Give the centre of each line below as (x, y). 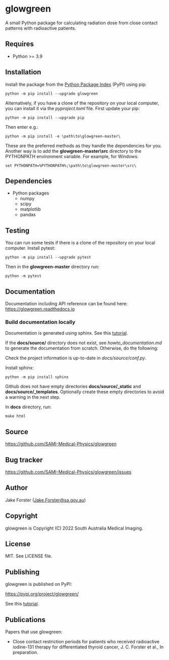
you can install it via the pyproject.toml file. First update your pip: (73, 108)
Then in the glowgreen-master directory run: (52, 267)
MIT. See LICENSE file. (29, 556)
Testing (17, 230)
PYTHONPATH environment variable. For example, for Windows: (72, 156)
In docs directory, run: (28, 407)
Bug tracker (24, 460)
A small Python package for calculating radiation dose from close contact (81, 23)
